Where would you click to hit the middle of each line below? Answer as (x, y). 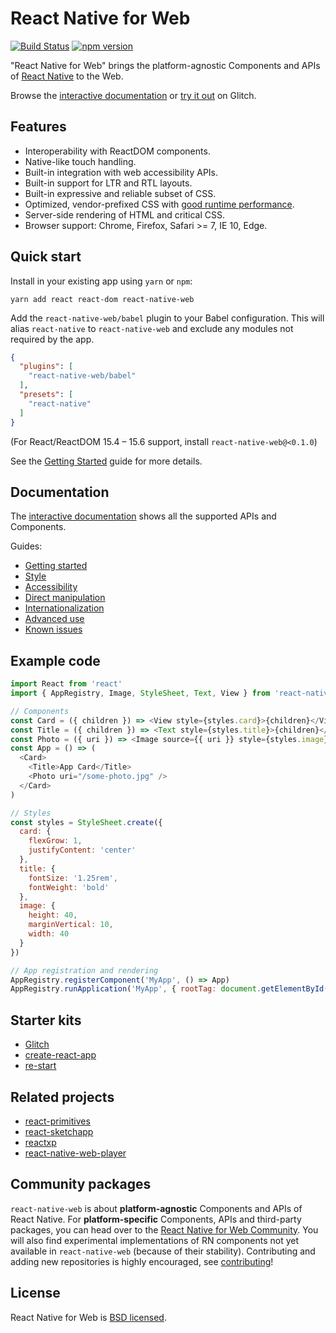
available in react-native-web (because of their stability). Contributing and (163, 1251)
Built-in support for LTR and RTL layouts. (108, 183)
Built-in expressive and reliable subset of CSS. (120, 193)
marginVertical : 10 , (71, 925)
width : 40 (49, 934)
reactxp (40, 1142)
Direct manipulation (65, 598)
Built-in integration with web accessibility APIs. (121, 172)
